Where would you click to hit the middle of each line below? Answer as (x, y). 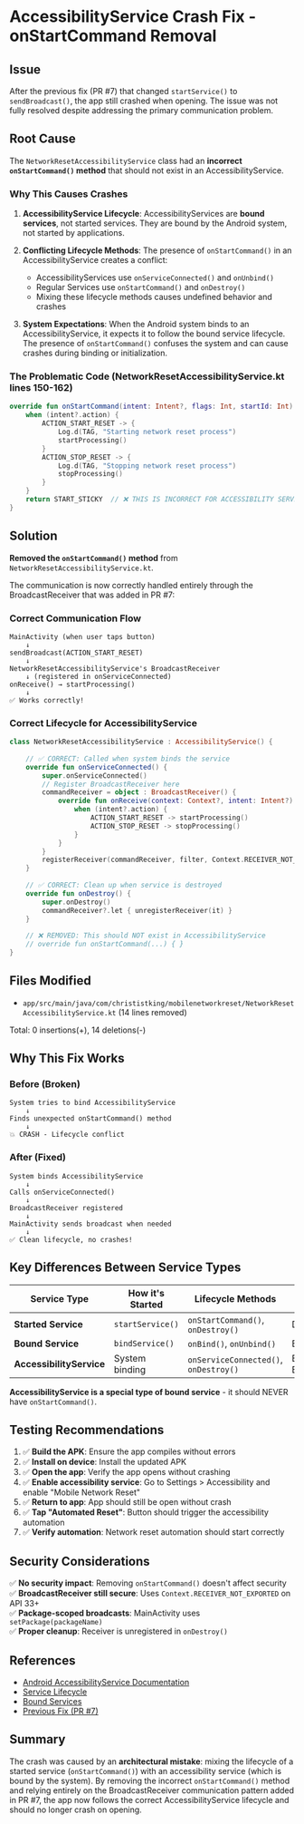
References (43, 1660)
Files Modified (51, 981)
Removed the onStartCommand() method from (94, 558)
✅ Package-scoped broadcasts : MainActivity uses (105, 1613)
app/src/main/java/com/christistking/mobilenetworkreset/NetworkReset (158, 1004)
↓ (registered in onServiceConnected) (99, 676)
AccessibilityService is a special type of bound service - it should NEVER (149, 1392)
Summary (38, 1739)
